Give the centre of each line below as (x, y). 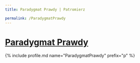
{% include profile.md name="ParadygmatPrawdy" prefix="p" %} (70, 56)
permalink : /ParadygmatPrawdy (35, 18)
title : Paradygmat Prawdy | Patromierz (45, 9)
